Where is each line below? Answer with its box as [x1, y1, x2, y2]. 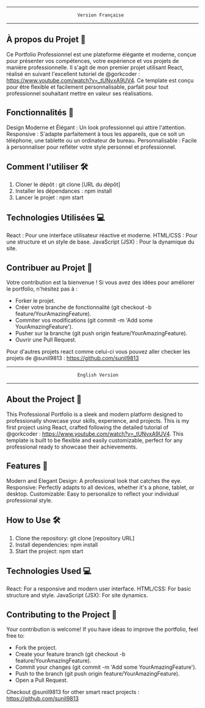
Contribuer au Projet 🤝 [6, 263, 93, 273]
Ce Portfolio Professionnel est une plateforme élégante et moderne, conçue [6, 50, 196, 58]
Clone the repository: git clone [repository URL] [15, 534, 135, 542]
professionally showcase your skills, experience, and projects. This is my [6, 417, 190, 424]
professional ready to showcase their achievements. [6, 443, 138, 450]
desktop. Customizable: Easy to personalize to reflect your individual [6, 490, 179, 497]
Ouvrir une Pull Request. [15, 336, 77, 343]
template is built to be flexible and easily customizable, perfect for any [6, 436, 183, 444]
